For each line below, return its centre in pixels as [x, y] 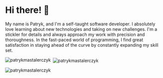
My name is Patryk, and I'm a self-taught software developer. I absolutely [80, 24]
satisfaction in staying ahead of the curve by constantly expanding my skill [82, 45]
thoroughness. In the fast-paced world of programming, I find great [74, 40]
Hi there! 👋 [27, 10]
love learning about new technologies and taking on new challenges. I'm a [81, 29]
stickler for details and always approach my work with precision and [75, 34]
